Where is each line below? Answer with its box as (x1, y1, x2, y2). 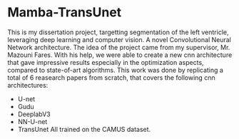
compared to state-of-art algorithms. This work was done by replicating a (7, 66, 223, 74)
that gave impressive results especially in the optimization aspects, (7, 58, 205, 66)
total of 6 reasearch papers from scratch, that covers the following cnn (7, 73, 215, 82)
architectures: (7, 81, 49, 89)
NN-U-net (17, 117, 48, 125)
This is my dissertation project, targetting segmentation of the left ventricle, (7, 28, 229, 36)
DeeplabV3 (17, 110, 51, 118)
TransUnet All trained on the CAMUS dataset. (17, 125, 151, 133)
